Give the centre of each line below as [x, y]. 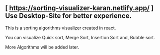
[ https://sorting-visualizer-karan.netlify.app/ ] [80, 8]
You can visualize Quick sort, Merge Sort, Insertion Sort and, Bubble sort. [80, 37]
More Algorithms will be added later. [42, 47]
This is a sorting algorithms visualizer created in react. [61, 28]
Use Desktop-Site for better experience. [68, 16]
